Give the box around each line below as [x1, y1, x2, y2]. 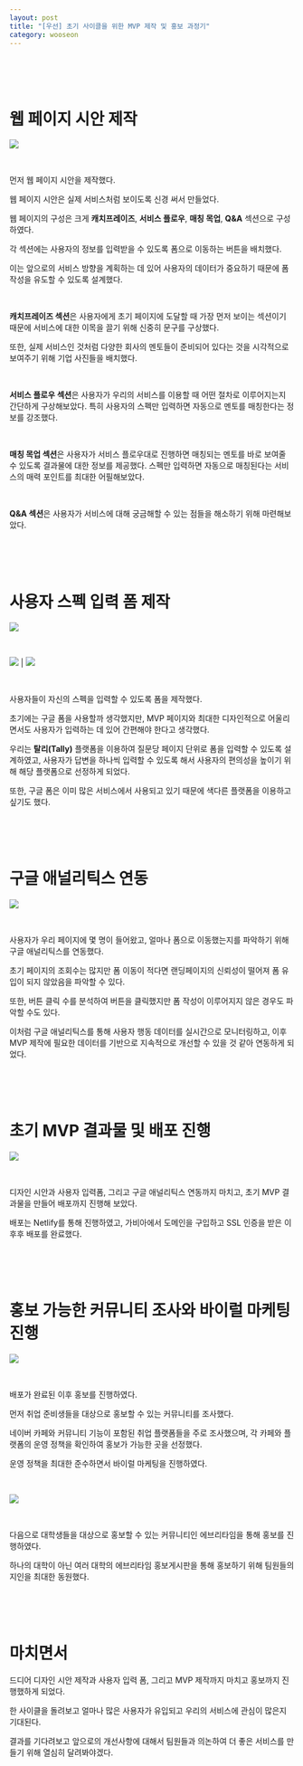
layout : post [9, 13, 59, 23]
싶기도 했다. [9, 797, 52, 808]
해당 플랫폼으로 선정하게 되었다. [18, 766, 130, 777]
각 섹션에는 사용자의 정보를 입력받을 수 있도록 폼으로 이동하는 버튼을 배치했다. [9, 243, 282, 254]
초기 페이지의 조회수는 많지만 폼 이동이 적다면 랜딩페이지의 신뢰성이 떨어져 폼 [9, 965, 280, 976]
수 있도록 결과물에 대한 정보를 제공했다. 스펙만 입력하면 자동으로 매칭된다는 [9, 460, 273, 471]
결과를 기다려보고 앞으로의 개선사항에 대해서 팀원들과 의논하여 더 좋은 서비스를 [9, 1736, 285, 1746]
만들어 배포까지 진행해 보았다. [33, 1198, 137, 1209]
